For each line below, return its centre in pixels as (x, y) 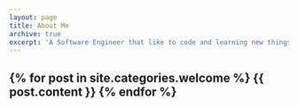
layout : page (33, 17)
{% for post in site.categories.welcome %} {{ (137, 77)
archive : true (35, 34)
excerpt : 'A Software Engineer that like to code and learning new (137, 42)
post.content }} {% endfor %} (93, 92)
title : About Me (39, 26)
